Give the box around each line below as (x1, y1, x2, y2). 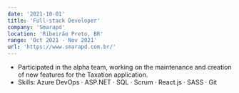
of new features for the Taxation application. (17, 70, 148, 79)
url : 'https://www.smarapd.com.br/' (7, 43, 116, 50)
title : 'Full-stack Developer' (7, 17, 101, 24)
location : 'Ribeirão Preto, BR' (7, 30, 103, 38)
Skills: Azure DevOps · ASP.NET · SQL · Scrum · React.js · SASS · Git (17, 78, 218, 86)
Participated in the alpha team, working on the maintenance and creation (17, 63, 232, 71)
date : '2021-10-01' (7, 10, 66, 18)
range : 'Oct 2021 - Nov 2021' (7, 37, 98, 44)
